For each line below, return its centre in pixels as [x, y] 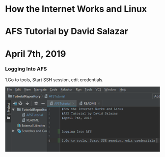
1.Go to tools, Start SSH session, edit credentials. [55, 80]
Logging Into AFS [26, 69]
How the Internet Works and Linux [76, 9]
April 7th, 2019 [36, 54]
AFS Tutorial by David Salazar [67, 32]
